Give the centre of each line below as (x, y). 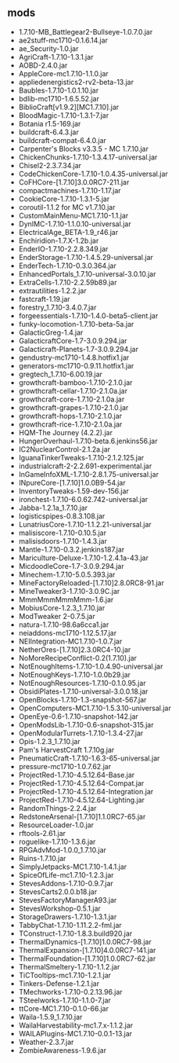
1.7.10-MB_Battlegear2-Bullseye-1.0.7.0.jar (86, 31)
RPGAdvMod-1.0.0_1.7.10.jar (63, 850)
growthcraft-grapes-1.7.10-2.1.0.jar (73, 407)
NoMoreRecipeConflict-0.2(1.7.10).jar (78, 658)
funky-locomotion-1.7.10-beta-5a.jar (76, 324)
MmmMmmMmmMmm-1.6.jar (66, 599)
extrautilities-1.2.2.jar (52, 291)
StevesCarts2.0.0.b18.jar (58, 892)
